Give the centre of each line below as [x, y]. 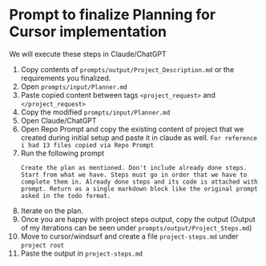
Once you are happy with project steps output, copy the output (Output [138, 219]
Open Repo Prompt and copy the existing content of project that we [132, 129]
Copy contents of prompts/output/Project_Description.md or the [127, 69]
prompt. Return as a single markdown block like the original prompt [139, 189]
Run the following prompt [62, 153]
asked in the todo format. [66, 195]
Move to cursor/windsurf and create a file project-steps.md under [129, 236]
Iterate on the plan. [52, 211]
